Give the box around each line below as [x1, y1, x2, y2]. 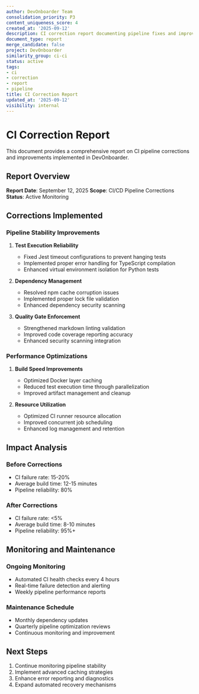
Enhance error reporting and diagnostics [14, 675, 114, 682]
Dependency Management [14, 277, 82, 284]
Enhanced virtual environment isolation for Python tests [23, 265, 159, 273]
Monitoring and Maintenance [6, 544, 115, 554]
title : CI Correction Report [6, 91, 78, 97]
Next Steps [6, 647, 48, 657]
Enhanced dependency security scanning [23, 301, 126, 309]
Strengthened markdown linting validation [23, 324, 126, 331]
